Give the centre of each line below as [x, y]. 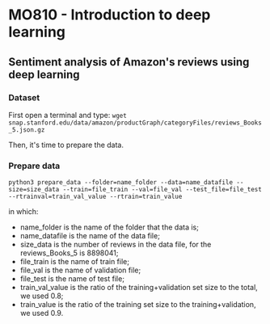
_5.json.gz [27, 130]
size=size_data [34, 190]
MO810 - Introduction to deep [110, 15]
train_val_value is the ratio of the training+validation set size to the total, [139, 288]
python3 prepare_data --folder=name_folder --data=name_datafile [120, 183]
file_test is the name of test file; [72, 279]
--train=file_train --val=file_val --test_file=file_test [162, 190]
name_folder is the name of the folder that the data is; [110, 227]
